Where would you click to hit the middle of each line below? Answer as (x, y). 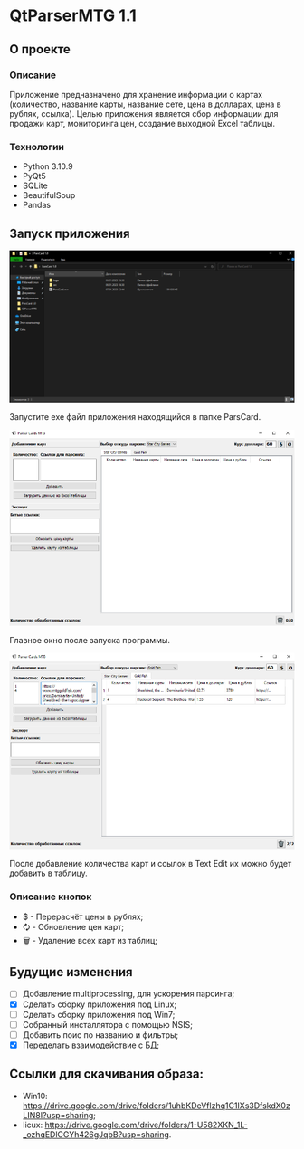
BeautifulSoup (49, 195)
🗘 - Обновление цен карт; (73, 926)
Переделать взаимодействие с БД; (91, 1045)
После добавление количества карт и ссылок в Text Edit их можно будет (151, 864)
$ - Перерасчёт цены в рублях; (83, 916)
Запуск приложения (70, 233)
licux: (33, 1125)
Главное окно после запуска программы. (90, 640)
